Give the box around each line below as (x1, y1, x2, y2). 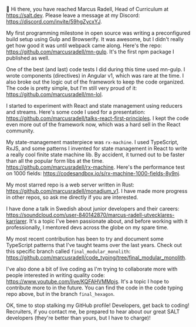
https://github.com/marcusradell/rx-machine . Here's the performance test (6, 163, 185, 171)
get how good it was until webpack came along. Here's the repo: (6, 42, 163, 49)
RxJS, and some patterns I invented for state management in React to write (6, 145, 188, 152)
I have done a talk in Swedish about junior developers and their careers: (6, 205, 180, 212)
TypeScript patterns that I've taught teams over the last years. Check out (6, 242, 182, 248)
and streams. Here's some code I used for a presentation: (6, 109, 146, 115)
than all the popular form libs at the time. (6, 158, 104, 164)
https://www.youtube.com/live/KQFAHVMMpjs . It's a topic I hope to (6, 278, 169, 285)
